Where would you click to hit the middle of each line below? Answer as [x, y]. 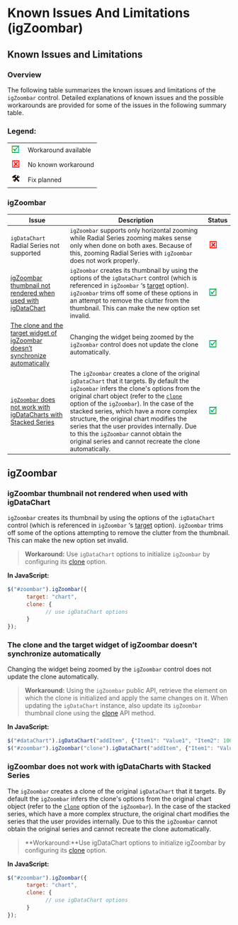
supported [25, 253]
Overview [24, 75]
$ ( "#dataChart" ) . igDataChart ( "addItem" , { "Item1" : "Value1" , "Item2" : [114, 741]
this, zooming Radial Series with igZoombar [131, 253]
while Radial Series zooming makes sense [131, 238]
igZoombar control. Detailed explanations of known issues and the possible [116, 97]
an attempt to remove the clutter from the [130, 301]
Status [218, 220]
